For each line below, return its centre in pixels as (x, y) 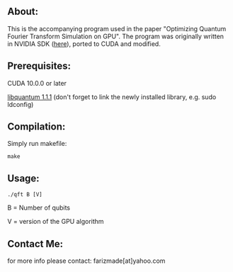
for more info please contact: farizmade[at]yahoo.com (86, 261)
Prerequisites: (39, 66)
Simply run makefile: (37, 144)
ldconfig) (21, 104)
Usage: (24, 178)
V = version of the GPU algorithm (56, 222)
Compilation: (36, 127)
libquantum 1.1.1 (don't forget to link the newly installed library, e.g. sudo (112, 97)
